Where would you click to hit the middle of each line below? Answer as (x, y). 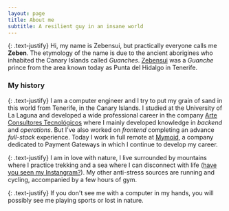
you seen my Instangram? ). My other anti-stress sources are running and (111, 172)
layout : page (26, 13)
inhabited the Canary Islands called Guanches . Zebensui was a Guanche (111, 60)
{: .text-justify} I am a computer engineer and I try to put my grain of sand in (115, 100)
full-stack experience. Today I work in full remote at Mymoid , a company (111, 137)
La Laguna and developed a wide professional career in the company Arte (112, 115)
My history (26, 85)
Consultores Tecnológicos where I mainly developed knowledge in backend (115, 122)
